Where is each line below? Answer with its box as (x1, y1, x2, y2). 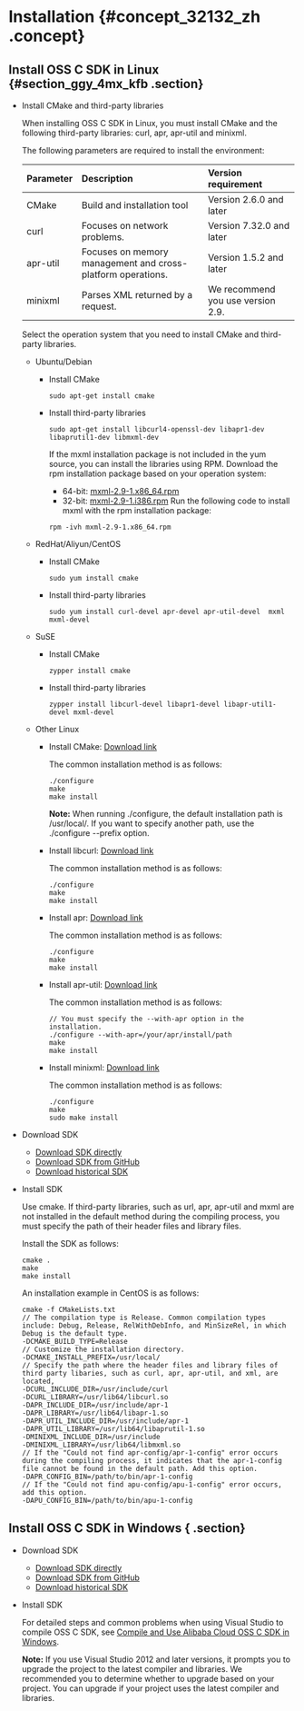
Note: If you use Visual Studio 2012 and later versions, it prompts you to (21, 1654, 291, 1665)
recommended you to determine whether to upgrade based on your (21, 1673, 275, 1684)
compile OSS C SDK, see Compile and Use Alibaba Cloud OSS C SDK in (21, 1626, 289, 1637)
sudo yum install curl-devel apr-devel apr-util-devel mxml (48, 607, 285, 616)
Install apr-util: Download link (48, 980, 158, 990)
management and (81, 257, 156, 269)
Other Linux (34, 724, 80, 734)
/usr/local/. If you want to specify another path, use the (48, 818, 255, 829)
